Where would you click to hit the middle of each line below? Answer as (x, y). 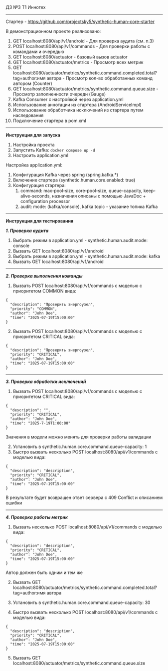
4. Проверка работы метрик (37, 517)
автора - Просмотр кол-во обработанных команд (100, 78)
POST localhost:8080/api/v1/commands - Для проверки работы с (82, 46)
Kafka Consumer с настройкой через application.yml (68, 99)
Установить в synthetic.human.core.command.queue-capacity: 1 (80, 446)
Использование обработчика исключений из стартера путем (78, 110)
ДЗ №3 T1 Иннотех (26, 7)
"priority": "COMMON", (34, 309)
